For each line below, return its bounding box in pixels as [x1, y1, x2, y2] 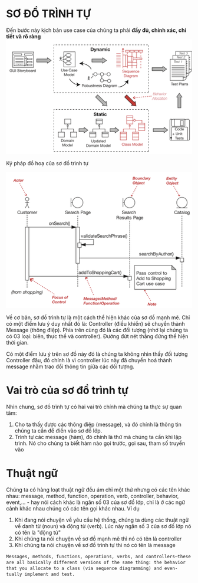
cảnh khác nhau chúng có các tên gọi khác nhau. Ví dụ [6, 505, 140, 512]
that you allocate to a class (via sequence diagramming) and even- [6, 565, 178, 571]
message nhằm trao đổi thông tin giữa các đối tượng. [6, 363, 134, 370]
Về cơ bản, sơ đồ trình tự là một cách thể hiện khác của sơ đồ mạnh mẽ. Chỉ [6, 314, 190, 321]
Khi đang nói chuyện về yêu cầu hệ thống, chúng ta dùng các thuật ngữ [14, 516, 189, 523]
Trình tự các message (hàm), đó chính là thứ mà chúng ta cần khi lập [14, 433, 181, 440]
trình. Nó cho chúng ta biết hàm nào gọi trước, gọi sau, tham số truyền [14, 440, 186, 447]
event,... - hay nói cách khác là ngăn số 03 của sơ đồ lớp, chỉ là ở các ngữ [6, 499, 186, 506]
